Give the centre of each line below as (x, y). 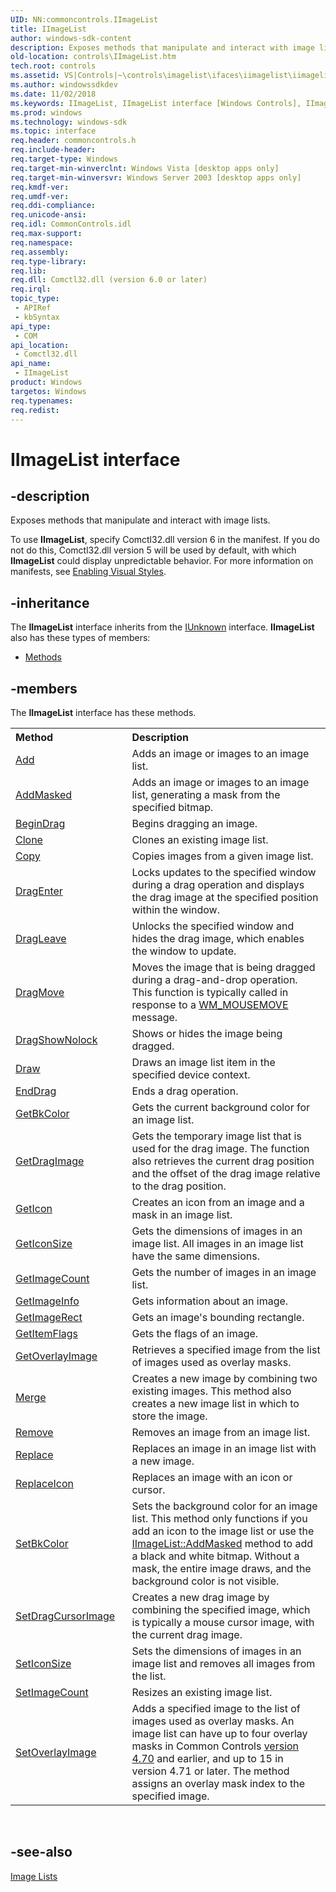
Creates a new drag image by (200, 1597)
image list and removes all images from (223, 1663)
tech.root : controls (53, 66)
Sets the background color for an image (224, 1506)
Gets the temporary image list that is (216, 1136)
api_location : (40, 345)
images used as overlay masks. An (213, 1721)
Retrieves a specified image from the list (226, 1349)
